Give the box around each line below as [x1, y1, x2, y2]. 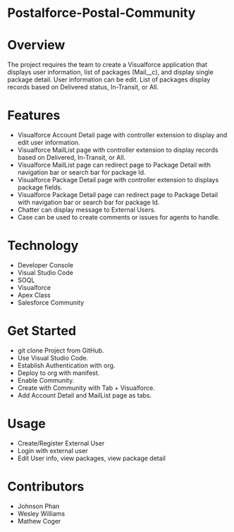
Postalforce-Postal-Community [7, 5, 196, 21]
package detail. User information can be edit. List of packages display [7, 75, 211, 84]
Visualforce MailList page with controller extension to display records [17, 146, 218, 154]
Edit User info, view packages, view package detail [17, 454, 166, 462]
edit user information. [17, 139, 80, 147]
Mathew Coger [17, 517, 61, 525]
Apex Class [17, 291, 51, 299]
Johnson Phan [17, 502, 60, 510]
